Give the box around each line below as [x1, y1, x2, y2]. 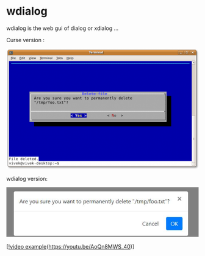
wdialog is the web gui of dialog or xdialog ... [6, 24, 119, 32]
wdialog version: [6, 175, 48, 182]
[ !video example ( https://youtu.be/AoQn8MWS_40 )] [6, 243, 135, 251]
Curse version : [6, 36, 45, 43]
